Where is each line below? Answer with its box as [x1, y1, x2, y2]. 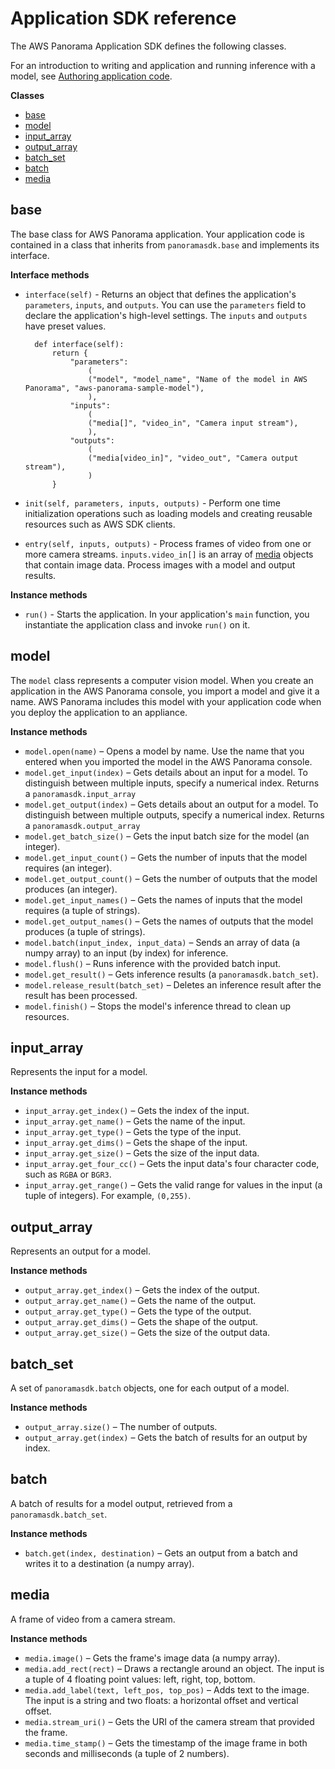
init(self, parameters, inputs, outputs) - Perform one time [24, 497, 281, 509]
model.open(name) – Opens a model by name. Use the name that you [24, 745, 305, 757]
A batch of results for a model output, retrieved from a [10, 1497, 233, 1509]
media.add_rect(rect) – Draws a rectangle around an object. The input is [24, 1662, 325, 1674]
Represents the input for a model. [10, 1066, 148, 1078]
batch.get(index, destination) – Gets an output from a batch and [24, 1547, 298, 1559]
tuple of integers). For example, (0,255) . [24, 1190, 192, 1202]
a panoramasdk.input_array [24, 787, 137, 799]
